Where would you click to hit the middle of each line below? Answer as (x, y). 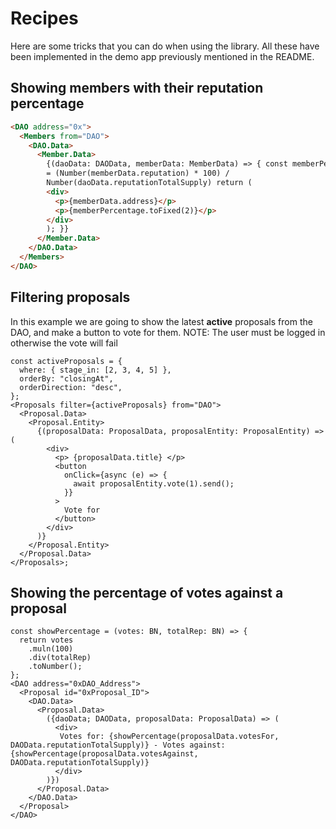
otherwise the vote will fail (64, 343)
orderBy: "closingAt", (66, 378)
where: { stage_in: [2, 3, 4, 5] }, (95, 370)
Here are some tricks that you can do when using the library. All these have (165, 46)
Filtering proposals (70, 297)
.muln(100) (51, 649)
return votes (46, 640)
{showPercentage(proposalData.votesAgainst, (104, 754)
